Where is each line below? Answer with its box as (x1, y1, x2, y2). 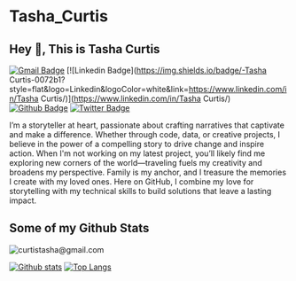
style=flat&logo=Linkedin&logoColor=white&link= (9, 84, 189, 94)
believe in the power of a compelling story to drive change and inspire (9, 139, 264, 149)
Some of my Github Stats (9, 221, 150, 236)
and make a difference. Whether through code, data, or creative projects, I (9, 129, 281, 139)
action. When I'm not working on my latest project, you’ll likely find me (9, 148, 266, 159)
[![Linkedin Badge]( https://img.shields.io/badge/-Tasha (66, 65, 268, 75)
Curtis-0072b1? (9, 74, 66, 85)
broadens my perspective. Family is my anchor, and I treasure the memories (9, 167, 286, 177)
